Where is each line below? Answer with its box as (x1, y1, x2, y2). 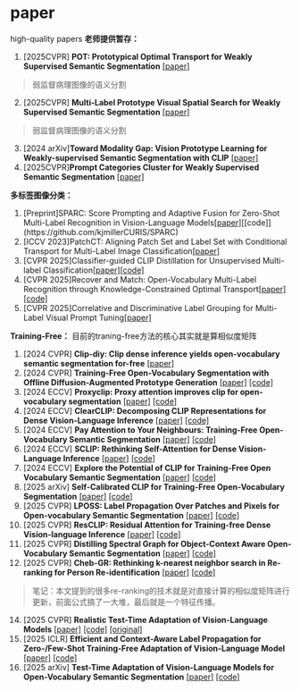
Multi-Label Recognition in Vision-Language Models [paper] (22, 217, 242, 228)
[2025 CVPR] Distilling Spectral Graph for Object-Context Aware (22, 538, 266, 549)
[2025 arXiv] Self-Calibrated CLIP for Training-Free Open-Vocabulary (22, 481, 285, 492)
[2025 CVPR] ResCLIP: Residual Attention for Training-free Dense (22, 519, 271, 530)
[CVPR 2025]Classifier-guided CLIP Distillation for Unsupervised (22, 255, 262, 265)
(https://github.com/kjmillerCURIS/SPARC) (22, 226, 179, 237)
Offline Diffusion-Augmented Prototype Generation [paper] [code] (22, 376, 274, 387)
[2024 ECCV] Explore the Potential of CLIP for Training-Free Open (22, 462, 271, 473)
